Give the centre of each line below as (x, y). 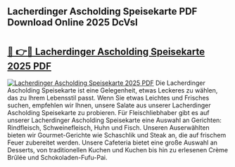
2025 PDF (29, 66)
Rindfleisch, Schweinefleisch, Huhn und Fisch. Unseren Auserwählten (108, 128)
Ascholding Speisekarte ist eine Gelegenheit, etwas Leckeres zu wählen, (113, 90)
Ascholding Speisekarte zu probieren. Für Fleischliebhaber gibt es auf (108, 113)
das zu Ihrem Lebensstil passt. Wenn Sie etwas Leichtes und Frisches (108, 98)
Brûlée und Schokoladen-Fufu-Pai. (57, 158)
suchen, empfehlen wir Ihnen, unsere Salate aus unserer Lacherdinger (109, 105)
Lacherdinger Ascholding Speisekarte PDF (102, 12)
